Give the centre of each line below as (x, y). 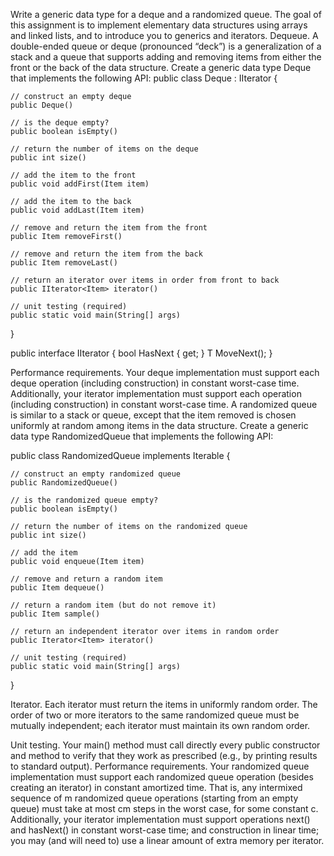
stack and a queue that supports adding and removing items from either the (166, 57)
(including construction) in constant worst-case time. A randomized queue (164, 404)
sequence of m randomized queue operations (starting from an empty (154, 798)
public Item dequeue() (57, 588)
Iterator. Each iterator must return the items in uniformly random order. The (164, 704)
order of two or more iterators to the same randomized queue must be (155, 715)
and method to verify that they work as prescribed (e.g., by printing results (164, 755)
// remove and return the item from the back (106, 254)
